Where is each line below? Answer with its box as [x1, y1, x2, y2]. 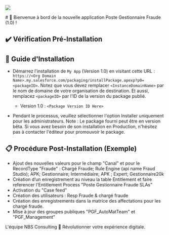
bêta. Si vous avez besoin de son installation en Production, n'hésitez [12, 124, 157, 130]
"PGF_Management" [12, 214, 56, 220]
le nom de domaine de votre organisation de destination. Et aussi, [12, 88, 149, 94]
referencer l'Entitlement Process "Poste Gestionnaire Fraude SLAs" [12, 182, 153, 188]
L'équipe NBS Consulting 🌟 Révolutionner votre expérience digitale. [5, 224, 146, 230]
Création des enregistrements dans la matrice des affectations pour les [12, 198, 161, 204]
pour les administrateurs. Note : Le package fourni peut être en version [12, 118, 161, 124]
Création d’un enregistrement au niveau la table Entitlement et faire [12, 176, 152, 182]
